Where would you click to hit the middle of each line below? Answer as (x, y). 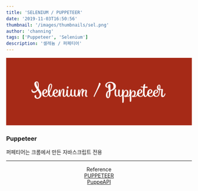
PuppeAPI (99, 182)
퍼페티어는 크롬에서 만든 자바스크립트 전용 (54, 152)
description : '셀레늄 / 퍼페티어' (44, 44)
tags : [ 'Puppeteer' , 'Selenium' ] (47, 37)
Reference (99, 169)
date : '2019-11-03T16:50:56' (42, 19)
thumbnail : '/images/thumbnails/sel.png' (58, 25)
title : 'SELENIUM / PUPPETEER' (44, 12)
